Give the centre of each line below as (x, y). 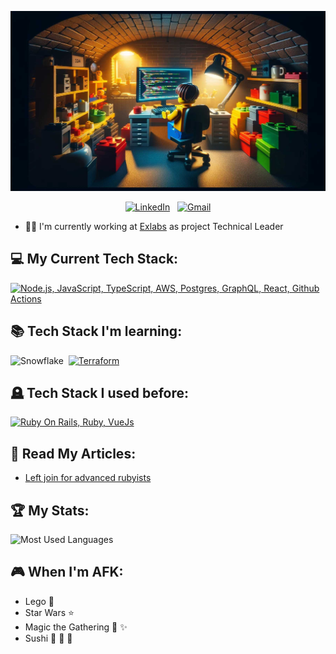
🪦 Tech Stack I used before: (100, 392)
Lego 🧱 (39, 601)
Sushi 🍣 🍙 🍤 (48, 638)
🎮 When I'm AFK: (67, 572)
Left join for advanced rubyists (88, 478)
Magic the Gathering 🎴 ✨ (76, 627)
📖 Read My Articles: (73, 453)
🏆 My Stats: (50, 510)
